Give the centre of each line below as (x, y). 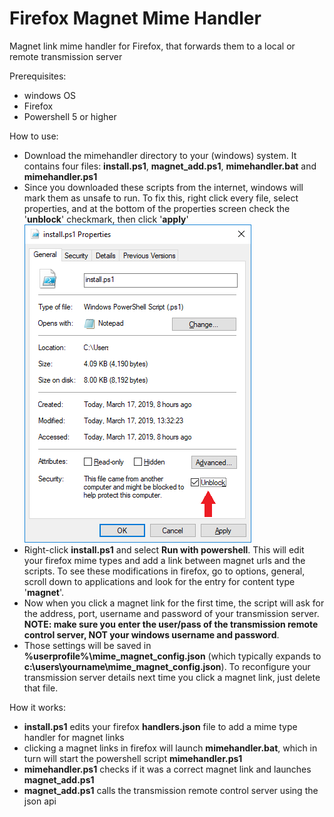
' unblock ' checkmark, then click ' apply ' (106, 219)
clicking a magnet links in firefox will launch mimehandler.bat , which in (170, 748)
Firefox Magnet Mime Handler (135, 18)
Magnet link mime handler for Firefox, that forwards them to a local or (152, 46)
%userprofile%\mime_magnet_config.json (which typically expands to (172, 656)
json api (40, 801)
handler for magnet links (74, 737)
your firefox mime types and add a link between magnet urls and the (164, 560)
